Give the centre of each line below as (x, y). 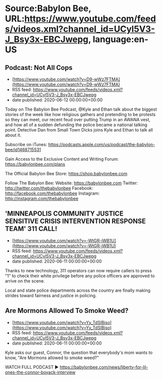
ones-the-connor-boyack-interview (40, 372)
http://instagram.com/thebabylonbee (42, 198)
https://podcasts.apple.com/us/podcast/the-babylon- (102, 144)
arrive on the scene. (25, 281)
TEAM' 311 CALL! (31, 229)
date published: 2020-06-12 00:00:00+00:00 (57, 100)
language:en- (120, 40)
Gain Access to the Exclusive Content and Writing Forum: (62, 159)
